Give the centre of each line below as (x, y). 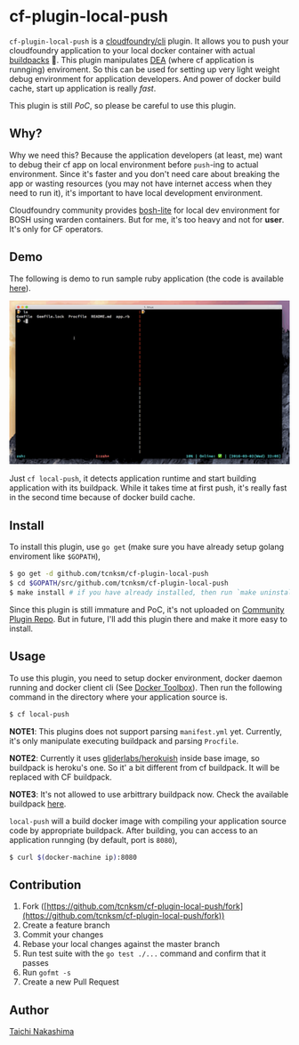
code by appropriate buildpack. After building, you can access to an (133, 830)
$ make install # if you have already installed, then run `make (133, 592)
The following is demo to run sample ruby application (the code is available (147, 279)
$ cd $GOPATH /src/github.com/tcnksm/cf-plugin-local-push (119, 583)
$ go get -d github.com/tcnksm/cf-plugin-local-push (109, 574)
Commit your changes (63, 935)
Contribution (45, 884)
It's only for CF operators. (57, 229)
